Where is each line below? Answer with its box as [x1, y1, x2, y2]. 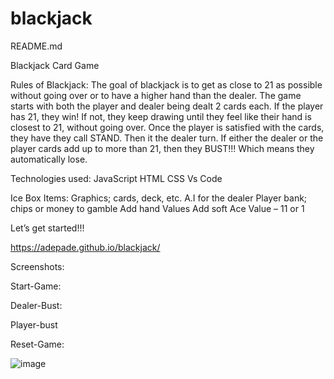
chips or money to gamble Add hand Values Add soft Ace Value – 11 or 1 [10, 202, 305, 214]
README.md [10, 40, 63, 52]
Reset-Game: [10, 338, 65, 350]
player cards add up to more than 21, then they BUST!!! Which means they [10, 142, 315, 154]
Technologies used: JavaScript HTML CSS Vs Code [10, 172, 223, 184]
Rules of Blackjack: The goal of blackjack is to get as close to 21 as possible [10, 78, 323, 91]
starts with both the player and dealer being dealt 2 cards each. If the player [10, 100, 324, 112]
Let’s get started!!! [10, 222, 85, 234]
